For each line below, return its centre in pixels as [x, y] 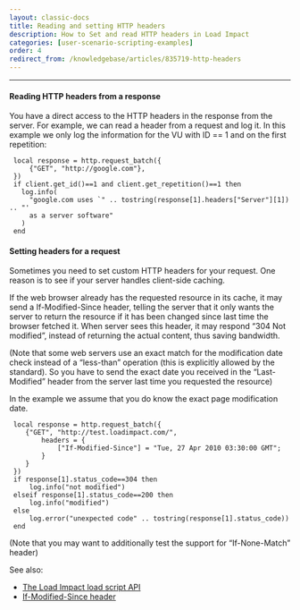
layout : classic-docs [50, 17]
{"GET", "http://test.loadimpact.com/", [101, 433]
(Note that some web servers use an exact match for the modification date [146, 353]
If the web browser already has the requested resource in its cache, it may [146, 298]
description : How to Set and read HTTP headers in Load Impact [129, 34]
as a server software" [71, 216]
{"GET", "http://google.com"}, [87, 169]
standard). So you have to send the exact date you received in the [130, 372]
